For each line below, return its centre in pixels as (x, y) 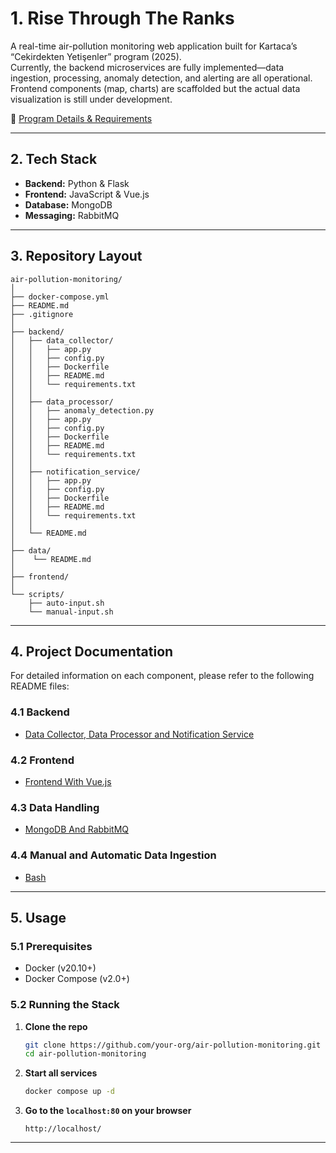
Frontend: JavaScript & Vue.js (87, 194)
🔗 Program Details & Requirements (81, 118)
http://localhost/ (63, 1129)
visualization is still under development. (91, 99)
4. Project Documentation (92, 651)
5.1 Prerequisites (51, 946)
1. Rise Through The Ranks (122, 18)
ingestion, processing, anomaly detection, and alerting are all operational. (161, 78)
